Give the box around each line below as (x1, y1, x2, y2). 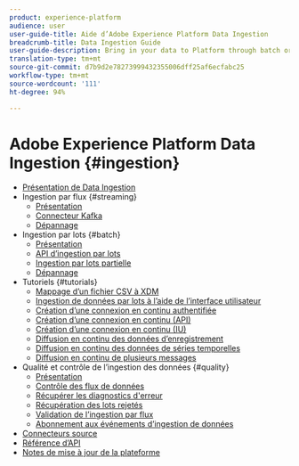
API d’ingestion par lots (35, 249, 121, 259)
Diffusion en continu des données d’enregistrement (35, 333, 224, 344)
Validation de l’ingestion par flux (35, 409, 154, 420)
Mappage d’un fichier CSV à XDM (35, 286, 159, 297)
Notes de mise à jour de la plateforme (21, 447, 160, 458)
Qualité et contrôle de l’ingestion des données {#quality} (21, 362, 230, 372)
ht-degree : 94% (9, 87, 66, 96)
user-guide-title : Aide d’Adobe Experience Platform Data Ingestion (9, 29, 269, 38)
